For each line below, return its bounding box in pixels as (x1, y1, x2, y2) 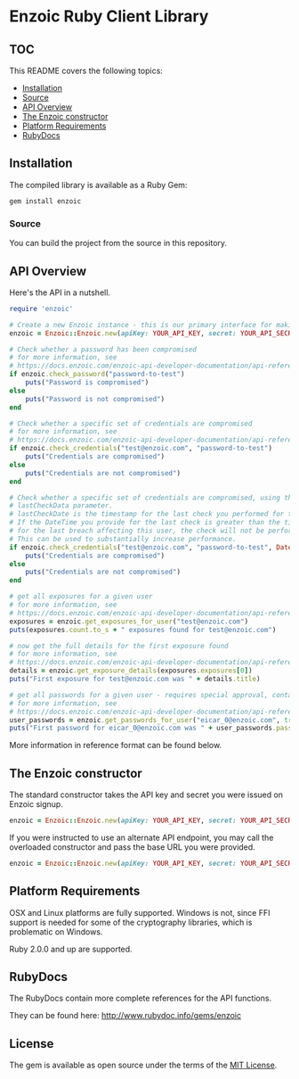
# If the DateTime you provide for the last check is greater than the (9, 518, 280, 527)
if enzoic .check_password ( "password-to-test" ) (9, 370, 185, 379)
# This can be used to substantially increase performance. (9, 534, 238, 543)
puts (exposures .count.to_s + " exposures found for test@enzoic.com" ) (9, 625, 277, 634)
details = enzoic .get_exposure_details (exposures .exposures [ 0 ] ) (9, 666, 253, 675)
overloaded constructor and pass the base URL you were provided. (9, 841, 255, 852)
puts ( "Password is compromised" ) (25, 378, 149, 387)
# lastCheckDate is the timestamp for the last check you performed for (9, 510, 285, 519)
